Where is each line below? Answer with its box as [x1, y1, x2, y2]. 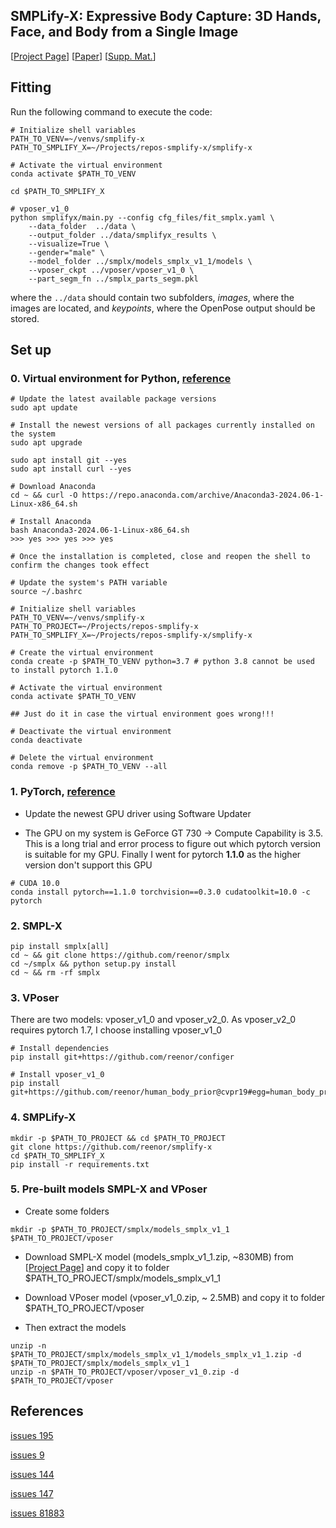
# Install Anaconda [10, 517, 92, 527]
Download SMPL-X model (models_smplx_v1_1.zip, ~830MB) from [24, 1250, 294, 1263]
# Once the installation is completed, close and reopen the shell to [10, 552, 311, 562]
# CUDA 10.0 [10, 878, 60, 888]
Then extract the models [24, 1321, 127, 1333]
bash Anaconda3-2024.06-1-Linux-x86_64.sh [10, 525, 190, 536]
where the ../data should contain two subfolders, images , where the [10, 291, 295, 303]
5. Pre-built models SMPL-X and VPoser [10, 1182, 208, 1196]
